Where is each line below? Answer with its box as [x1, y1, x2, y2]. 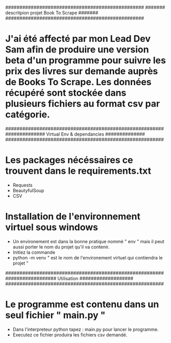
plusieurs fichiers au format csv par [5, 98, 160, 110]
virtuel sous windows [5, 222, 99, 233]
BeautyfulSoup [12, 187, 44, 193]
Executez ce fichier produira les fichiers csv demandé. [12, 331, 128, 338]
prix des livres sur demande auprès [5, 66, 158, 77]
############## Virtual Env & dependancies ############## [5, 131, 145, 137]
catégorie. [5, 109, 50, 120]
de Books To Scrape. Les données [5, 76, 152, 88]
